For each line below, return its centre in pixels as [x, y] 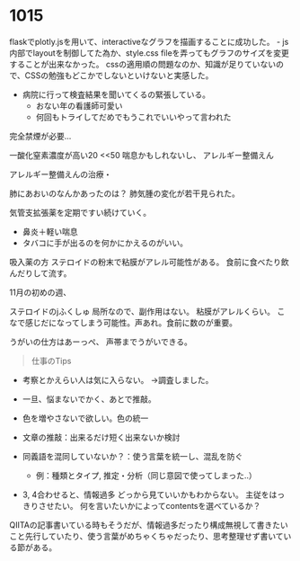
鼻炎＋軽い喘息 [50, 231]
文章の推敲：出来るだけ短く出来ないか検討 [101, 437]
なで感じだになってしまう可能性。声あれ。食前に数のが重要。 [124, 322]
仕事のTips [51, 361]
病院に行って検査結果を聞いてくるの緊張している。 [116, 94]
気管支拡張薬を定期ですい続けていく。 [80, 212]
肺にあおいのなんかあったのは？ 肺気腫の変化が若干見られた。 [124, 193]
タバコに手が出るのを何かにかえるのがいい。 [105, 243]
